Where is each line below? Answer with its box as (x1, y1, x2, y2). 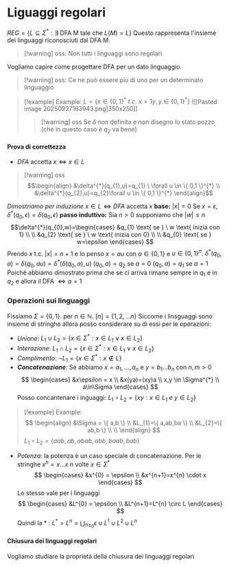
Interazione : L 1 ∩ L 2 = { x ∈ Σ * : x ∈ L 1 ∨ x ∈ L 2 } (16, 342, 154, 354)
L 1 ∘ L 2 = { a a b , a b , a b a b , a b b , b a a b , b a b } (23, 437, 140, 446)
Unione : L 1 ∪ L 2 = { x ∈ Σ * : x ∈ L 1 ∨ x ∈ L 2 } (16, 333, 143, 344)
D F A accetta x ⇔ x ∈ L (16, 157, 85, 166)
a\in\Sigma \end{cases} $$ (82, 382, 158, 391)
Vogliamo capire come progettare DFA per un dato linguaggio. (7, 62, 182, 71)
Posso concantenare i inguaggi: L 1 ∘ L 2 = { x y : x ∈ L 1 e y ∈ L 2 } (16, 393, 197, 403)
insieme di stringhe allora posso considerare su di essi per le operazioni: (7, 320, 212, 328)
